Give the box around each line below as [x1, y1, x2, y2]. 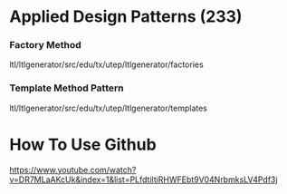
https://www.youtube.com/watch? [9, 164, 137, 175]
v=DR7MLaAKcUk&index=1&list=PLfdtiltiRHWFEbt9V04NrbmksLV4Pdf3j [9, 174, 278, 185]
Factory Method [9, 39, 81, 52]
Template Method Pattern [9, 82, 124, 94]
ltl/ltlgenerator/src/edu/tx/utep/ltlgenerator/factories [9, 59, 204, 70]
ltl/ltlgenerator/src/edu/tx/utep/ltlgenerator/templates [9, 102, 208, 113]
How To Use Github [9, 134, 157, 155]
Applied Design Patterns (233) [9, 6, 243, 27]
